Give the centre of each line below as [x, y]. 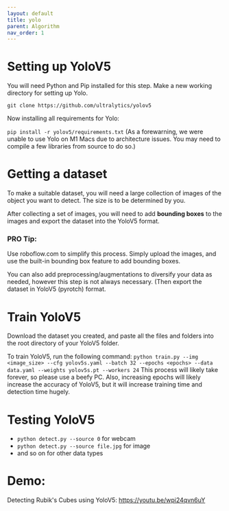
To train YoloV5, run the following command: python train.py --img [103, 357]
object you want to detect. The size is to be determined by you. [96, 201]
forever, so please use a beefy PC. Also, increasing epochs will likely [104, 377]
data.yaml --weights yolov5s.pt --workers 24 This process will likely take [112, 370]
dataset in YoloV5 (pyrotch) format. [57, 289]
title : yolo [24, 20]
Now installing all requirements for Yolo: [63, 118]
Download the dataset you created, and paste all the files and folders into [110, 336]
